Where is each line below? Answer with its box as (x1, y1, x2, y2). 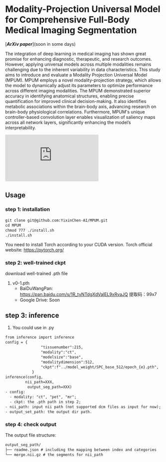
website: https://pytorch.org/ (5, 247, 64, 253)
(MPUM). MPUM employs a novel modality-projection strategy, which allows (5, 77, 162, 83)
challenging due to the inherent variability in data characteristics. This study (5, 66, 161, 73)
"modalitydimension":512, (40, 360, 94, 365)
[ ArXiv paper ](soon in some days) (5, 41, 76, 47)
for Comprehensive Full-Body (5, 14, 130, 25)
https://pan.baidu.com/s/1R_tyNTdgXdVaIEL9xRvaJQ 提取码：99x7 (19, 291, 157, 297)
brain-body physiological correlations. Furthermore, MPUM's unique (5, 108, 145, 115)
